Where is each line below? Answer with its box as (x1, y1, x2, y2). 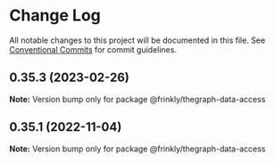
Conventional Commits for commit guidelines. (9, 44, 177, 54)
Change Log (9, 5, 101, 26)
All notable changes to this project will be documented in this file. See (9, 35, 266, 45)
